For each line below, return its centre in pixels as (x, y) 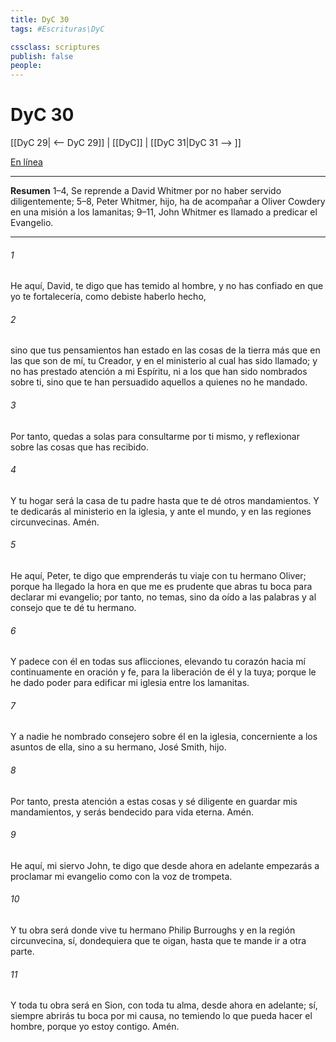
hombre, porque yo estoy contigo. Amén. (95, 1027)
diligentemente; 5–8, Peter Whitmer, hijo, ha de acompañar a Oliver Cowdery (168, 202)
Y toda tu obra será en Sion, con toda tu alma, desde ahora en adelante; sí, (164, 1005)
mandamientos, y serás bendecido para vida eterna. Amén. (132, 812)
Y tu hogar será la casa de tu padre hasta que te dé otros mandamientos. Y (165, 500)
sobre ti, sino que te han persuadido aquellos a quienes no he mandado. (159, 382)
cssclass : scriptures (55, 47)
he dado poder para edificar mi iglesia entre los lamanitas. (130, 683)
